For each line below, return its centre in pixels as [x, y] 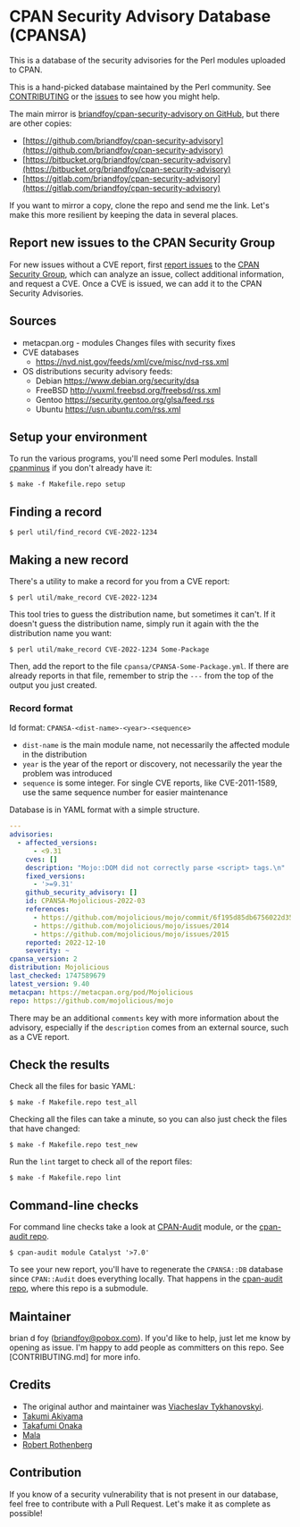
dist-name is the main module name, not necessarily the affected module [156, 745]
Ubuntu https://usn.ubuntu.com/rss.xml [108, 409]
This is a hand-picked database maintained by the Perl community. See [140, 87]
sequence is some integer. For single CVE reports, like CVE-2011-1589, [150, 783]
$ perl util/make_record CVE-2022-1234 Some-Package [109, 650]
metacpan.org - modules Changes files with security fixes [129, 342]
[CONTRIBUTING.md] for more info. [75, 1356]
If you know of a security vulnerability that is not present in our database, [144, 1494]
